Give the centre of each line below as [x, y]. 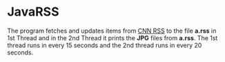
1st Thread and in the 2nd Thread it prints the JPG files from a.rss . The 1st [112, 37]
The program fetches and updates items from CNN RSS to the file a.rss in [112, 31]
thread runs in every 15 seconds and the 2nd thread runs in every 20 [105, 45]
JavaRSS [33, 12]
